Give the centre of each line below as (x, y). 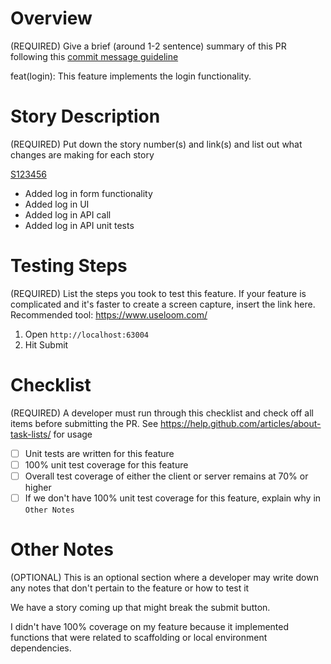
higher (38, 487)
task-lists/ (31, 434)
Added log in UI (57, 204)
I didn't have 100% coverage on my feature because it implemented (150, 626)
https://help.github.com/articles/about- (241, 423)
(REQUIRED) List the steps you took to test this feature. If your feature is (158, 293)
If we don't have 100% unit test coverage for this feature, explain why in (173, 498)
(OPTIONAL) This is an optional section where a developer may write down (164, 577)
